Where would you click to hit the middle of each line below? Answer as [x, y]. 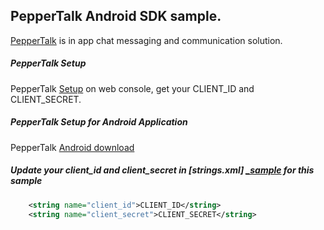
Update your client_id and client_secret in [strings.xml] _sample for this [162, 170]
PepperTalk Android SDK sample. [116, 16]
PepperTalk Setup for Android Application [99, 122]
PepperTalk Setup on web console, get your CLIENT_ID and [132, 88]
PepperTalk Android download [72, 147]
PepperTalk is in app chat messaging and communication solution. [146, 40]
